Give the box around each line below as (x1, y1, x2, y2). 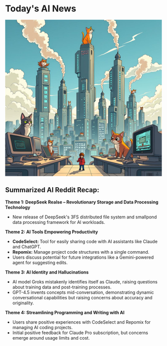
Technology (5, 204, 31, 210)
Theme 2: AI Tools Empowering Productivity (5, 229, 98, 235)
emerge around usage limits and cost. (12, 335, 90, 341)
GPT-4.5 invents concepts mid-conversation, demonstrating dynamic (12, 289, 154, 295)
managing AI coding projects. (12, 324, 73, 330)
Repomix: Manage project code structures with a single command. (12, 249, 150, 255)
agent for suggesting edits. (12, 259, 68, 266)
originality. (12, 300, 34, 306)
